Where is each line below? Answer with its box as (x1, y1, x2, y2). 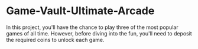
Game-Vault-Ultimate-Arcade (6, 4, 155, 18)
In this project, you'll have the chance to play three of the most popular (6, 24, 178, 31)
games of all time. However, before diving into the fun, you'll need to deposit (6, 30, 192, 37)
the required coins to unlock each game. (6, 36, 105, 43)
